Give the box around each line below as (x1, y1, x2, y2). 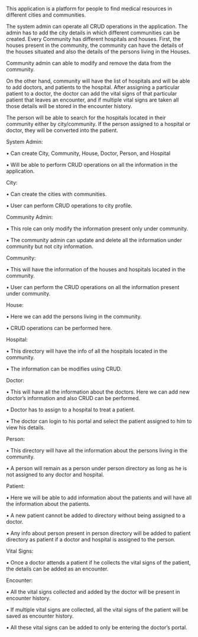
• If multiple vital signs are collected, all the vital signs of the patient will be (6, 606, 189, 613)
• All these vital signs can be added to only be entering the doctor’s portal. (6, 624, 187, 631)
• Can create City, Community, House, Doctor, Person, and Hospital (6, 150, 171, 157)
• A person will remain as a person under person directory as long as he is (6, 465, 187, 471)
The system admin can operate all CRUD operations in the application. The (6, 23, 188, 30)
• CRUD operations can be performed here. (6, 325, 112, 331)
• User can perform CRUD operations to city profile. (6, 202, 133, 209)
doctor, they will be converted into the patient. (6, 127, 118, 134)
